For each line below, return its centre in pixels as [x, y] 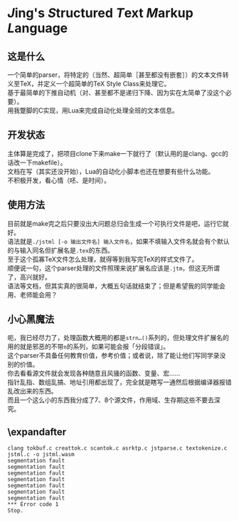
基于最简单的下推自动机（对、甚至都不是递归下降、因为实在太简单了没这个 [116, 93]
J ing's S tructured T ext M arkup [100, 13]
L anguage [38, 28]
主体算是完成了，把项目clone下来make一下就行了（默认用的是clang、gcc [115, 153]
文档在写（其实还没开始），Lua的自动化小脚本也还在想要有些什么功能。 [111, 171]
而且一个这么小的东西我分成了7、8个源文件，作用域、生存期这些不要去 [111, 400]
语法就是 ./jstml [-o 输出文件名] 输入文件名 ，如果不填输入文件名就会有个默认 [118, 241]
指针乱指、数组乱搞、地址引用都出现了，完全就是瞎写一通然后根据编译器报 [116, 382]
